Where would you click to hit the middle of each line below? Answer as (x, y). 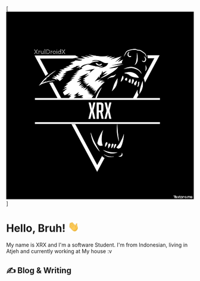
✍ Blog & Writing (39, 271)
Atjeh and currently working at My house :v (59, 251)
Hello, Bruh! (36, 228)
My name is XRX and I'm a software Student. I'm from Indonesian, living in (97, 245)
